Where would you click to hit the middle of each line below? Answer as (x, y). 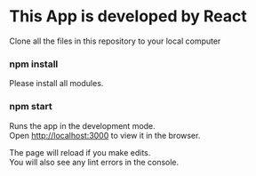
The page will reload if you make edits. (80, 152)
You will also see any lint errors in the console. (94, 162)
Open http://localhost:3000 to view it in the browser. (105, 135)
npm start (31, 107)
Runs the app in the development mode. (82, 125)
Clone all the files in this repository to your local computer (115, 41)
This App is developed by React (128, 16)
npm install (34, 64)
